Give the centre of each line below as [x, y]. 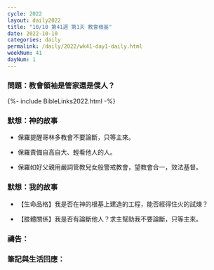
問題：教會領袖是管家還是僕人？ [61, 85]
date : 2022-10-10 [33, 33]
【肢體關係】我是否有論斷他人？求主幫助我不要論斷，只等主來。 [109, 219]
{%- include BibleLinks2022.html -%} [61, 101]
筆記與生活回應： [36, 259]
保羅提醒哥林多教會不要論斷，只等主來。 [76, 137]
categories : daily [34, 40]
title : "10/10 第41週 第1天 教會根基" [60, 27]
